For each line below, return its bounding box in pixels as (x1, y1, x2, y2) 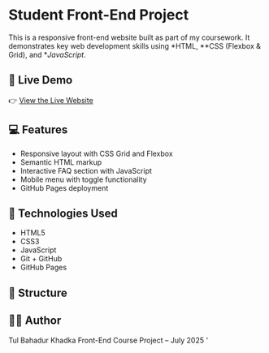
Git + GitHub (20, 254, 63, 264)
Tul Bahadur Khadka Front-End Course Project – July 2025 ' (8, 335, 209, 345)
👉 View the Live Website (8, 95, 93, 105)
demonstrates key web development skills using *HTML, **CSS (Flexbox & (8, 41, 262, 50)
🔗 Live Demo (8, 73, 73, 87)
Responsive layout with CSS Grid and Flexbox (20, 149, 173, 158)
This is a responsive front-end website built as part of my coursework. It (8, 32, 250, 42)
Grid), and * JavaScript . (8, 50, 87, 59)
